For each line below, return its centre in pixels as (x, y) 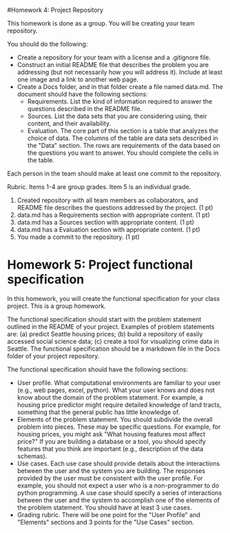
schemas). (32, 456)
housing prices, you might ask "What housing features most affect (111, 434)
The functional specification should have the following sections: (97, 369)
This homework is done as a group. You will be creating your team (101, 23)
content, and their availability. (69, 123)
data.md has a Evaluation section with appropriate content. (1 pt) (109, 230)
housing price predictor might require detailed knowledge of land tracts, (119, 405)
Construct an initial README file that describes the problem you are (113, 65)
